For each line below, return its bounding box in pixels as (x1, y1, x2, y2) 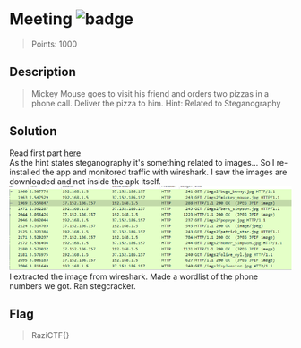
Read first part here (9, 148, 82, 158)
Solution (9, 123, 57, 139)
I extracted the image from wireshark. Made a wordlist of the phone (9, 271, 259, 282)
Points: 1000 (30, 38, 78, 49)
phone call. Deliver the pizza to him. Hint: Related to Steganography (30, 98, 281, 108)
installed (9, 166, 41, 177)
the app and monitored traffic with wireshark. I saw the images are (42, 166, 288, 177)
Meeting (9, 9, 73, 30)
